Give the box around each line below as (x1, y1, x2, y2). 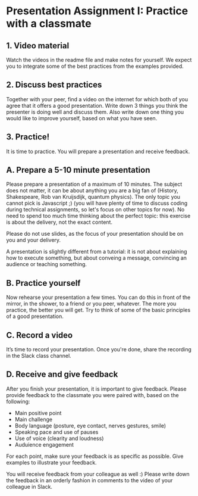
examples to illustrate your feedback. (6, 458, 97, 466)
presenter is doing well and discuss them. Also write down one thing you (6, 108, 184, 116)
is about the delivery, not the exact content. (6, 219, 113, 226)
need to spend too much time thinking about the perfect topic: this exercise (6, 213, 191, 220)
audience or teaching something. (6, 261, 87, 268)
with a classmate (6, 17, 92, 30)
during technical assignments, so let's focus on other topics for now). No (6, 206, 185, 213)
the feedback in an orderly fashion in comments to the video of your (6, 476, 173, 483)
